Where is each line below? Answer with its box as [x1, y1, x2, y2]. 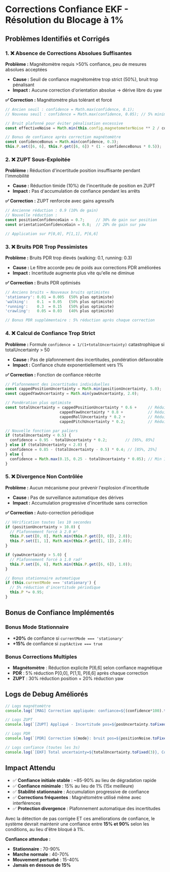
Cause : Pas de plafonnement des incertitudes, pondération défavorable [12, 356, 163, 362]
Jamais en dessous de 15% [12, 862, 71, 868]
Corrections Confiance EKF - [5, 4, 129, 15]
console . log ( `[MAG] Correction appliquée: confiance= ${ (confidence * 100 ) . [5, 708, 164, 713]
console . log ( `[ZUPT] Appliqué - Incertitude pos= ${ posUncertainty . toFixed [5, 722, 166, 727]
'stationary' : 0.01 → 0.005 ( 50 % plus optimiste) [5, 295, 114, 300]
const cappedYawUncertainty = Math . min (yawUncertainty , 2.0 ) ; [5, 391, 139, 396]
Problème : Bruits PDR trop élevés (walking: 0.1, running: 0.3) [5, 255, 133, 261]
